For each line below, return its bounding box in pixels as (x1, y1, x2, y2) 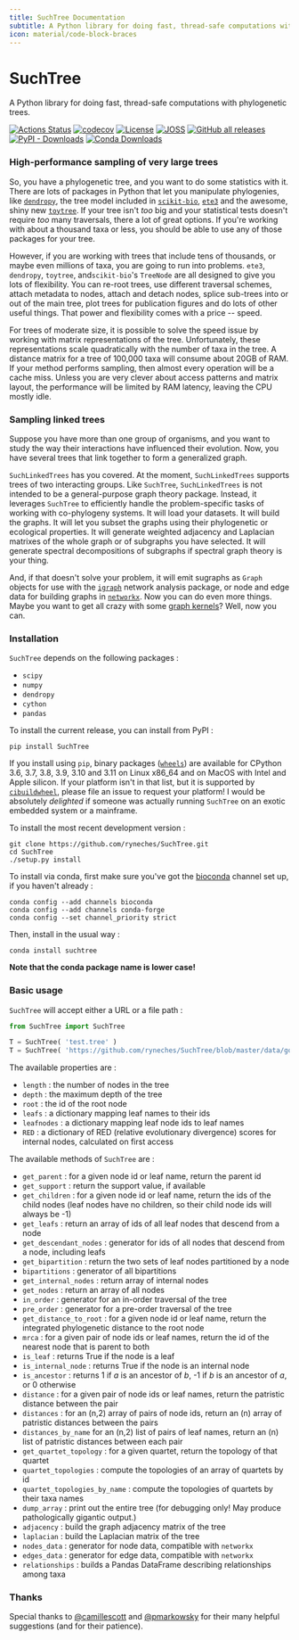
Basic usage (9, 985, 64, 997)
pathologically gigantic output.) (21, 1512, 137, 1523)
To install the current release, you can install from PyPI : (9, 725, 214, 736)
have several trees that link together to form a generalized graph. (9, 452, 247, 463)
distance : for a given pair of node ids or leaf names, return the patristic (21, 1389, 285, 1400)
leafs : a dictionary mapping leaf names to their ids (21, 1108, 211, 1119)
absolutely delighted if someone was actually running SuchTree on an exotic (9, 795, 287, 807)
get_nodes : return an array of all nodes (21, 1285, 165, 1296)
